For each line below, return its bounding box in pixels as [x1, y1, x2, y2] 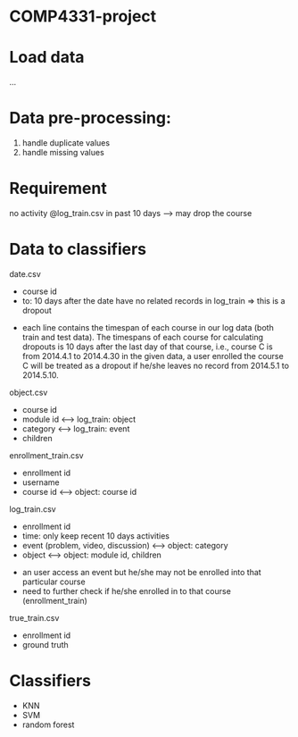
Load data [9, 47, 85, 68]
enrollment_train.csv [9, 449, 84, 461]
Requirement [9, 179, 107, 198]
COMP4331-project [9, 6, 157, 27]
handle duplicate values [21, 138, 110, 148]
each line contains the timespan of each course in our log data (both [21, 322, 274, 332]
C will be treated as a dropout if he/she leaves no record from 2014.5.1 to [21, 360, 290, 371]
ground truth [21, 639, 69, 649]
